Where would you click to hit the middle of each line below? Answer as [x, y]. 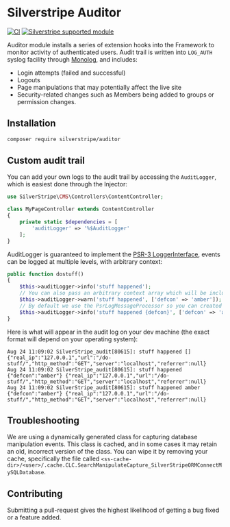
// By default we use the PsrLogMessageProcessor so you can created [121, 306]
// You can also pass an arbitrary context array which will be [113, 293]
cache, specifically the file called [53, 459]
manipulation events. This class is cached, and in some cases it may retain [112, 444]
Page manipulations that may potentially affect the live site [99, 87]
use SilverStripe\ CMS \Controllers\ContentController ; [86, 197]
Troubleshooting [43, 420]
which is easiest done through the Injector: [67, 184]
